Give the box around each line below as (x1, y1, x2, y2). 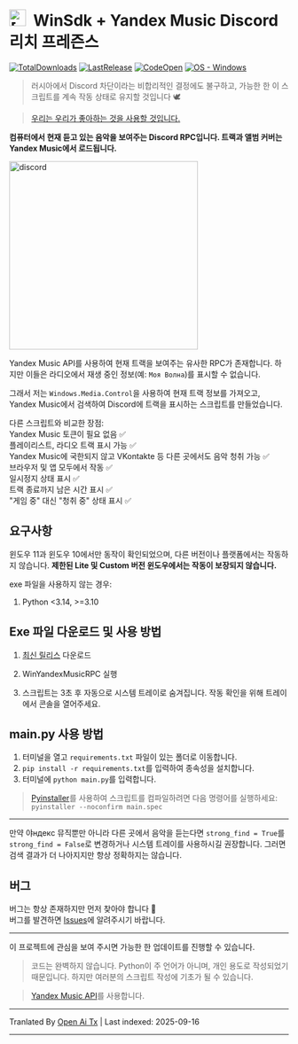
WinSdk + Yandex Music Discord (33, 11, 279, 31)
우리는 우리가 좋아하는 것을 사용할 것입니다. (30, 113, 181, 123)
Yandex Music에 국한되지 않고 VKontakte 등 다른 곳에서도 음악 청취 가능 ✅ (9, 450, 271, 461)
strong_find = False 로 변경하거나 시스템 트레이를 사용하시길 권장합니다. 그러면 (9, 838, 286, 850)
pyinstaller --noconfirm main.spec (30, 803, 163, 812)
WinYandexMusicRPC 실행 (21, 668, 118, 679)
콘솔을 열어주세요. (38, 698, 101, 709)
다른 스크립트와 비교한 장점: (9, 417, 105, 428)
